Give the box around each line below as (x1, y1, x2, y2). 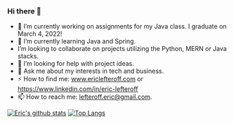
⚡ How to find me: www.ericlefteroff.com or (17, 75, 144, 83)
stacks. (17, 52, 39, 60)
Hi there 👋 (7, 6, 42, 16)
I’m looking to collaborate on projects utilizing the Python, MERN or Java (17, 45, 227, 53)
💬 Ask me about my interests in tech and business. (17, 67, 164, 76)
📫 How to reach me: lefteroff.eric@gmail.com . (17, 92, 152, 101)
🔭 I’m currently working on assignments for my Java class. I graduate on (17, 22, 227, 31)
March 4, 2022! (17, 29, 63, 38)
